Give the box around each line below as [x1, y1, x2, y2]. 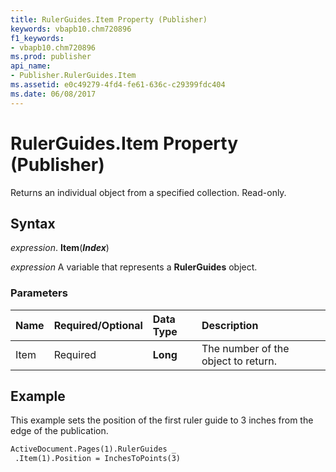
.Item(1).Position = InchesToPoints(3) [14, 454, 182, 464]
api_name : [10, 61, 52, 71]
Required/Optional [53, 318, 143, 332]
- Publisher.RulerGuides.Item [10, 71, 137, 81]
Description [201, 318, 259, 332]
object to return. [201, 354, 277, 368]
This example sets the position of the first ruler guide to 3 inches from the [10, 414, 314, 426]
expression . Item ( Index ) [10, 242, 110, 254]
